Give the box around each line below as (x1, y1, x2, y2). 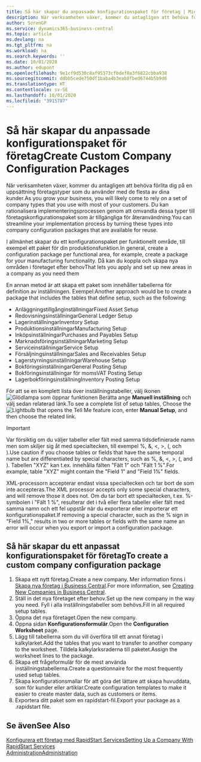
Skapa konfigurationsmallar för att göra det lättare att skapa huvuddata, (14, 678, 191, 685)
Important (6, 424, 31, 431)
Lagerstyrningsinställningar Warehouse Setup (14, 356, 127, 364)
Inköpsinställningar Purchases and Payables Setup (14, 331, 138, 338)
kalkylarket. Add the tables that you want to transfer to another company (14, 639, 193, 647)
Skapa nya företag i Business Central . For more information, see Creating (14, 582, 194, 589)
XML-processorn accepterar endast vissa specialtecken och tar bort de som (6, 479, 194, 486)
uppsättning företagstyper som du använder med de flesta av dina (6, 188, 170, 195)
